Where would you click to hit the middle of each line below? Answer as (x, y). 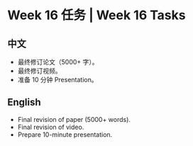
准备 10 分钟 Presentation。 (57, 80)
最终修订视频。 (39, 71)
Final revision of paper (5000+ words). (74, 119)
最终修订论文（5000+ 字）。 (58, 62)
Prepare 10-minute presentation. (65, 134)
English (24, 102)
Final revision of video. (51, 127)
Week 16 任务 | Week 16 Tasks (96, 15)
